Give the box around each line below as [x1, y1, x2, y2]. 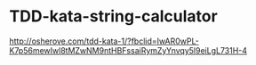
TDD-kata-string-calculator [9, 6, 218, 27]
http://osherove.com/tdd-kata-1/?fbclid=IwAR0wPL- [9, 36, 200, 46]
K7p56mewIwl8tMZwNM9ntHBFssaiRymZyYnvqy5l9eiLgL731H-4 [9, 45, 247, 55]
